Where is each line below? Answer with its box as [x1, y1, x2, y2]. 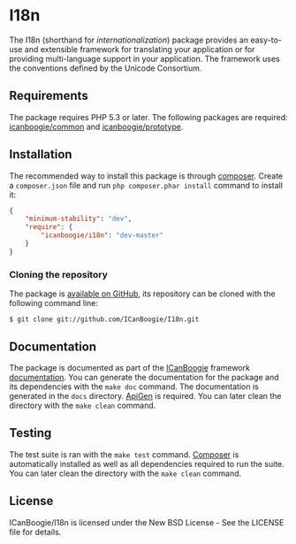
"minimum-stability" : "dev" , [25, 214, 133, 224]
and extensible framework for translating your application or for [24, 43, 255, 54]
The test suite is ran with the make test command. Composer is [9, 448, 239, 460]
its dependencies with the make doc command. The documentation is [9, 381, 259, 392]
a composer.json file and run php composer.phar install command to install [9, 180, 283, 190]
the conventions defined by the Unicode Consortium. [9, 63, 202, 73]
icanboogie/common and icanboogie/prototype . [9, 121, 184, 132]
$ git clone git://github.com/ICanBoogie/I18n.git [9, 315, 200, 324]
